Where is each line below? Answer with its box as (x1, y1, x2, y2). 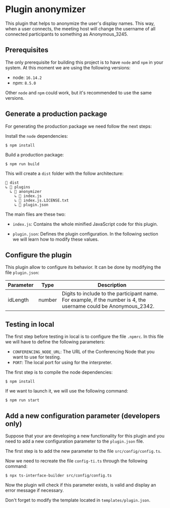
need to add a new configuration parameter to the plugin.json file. (5, 438, 144, 444)
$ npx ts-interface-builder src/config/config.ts (5, 473, 112, 478)
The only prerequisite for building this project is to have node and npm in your (5, 59, 163, 65)
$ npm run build (5, 161, 39, 167)
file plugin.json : (5, 269, 39, 276)
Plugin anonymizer (5, 4, 86, 15)
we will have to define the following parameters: (5, 339, 105, 345)
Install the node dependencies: (5, 133, 68, 139)
